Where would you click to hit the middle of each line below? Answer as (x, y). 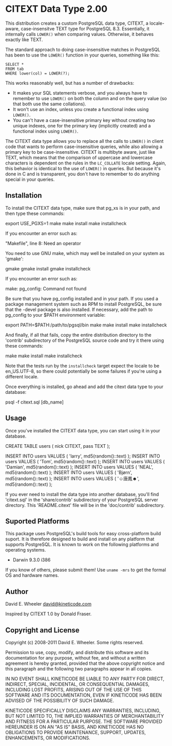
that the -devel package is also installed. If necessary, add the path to (79, 310)
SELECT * (15, 64)
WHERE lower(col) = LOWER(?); (38, 73)
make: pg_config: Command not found (46, 288)
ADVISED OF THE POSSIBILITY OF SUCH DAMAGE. (60, 700)
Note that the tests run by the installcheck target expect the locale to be (82, 366)
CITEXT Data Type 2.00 (56, 9)
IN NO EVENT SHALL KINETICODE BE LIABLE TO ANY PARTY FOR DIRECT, (85, 679)
